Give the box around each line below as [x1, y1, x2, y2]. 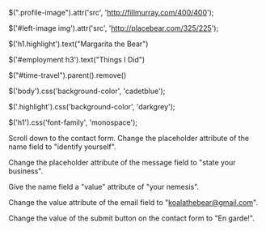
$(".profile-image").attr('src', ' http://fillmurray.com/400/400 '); [8, 8, 214, 17]
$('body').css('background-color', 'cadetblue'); [8, 86, 166, 96]
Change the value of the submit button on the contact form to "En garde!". [8, 213, 255, 223]
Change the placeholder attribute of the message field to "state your [8, 158, 236, 167]
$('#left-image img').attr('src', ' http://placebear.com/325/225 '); [8, 24, 219, 32]
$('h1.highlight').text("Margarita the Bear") [8, 39, 149, 49]
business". [8, 166, 44, 176]
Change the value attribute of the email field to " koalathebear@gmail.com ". [8, 198, 259, 207]
